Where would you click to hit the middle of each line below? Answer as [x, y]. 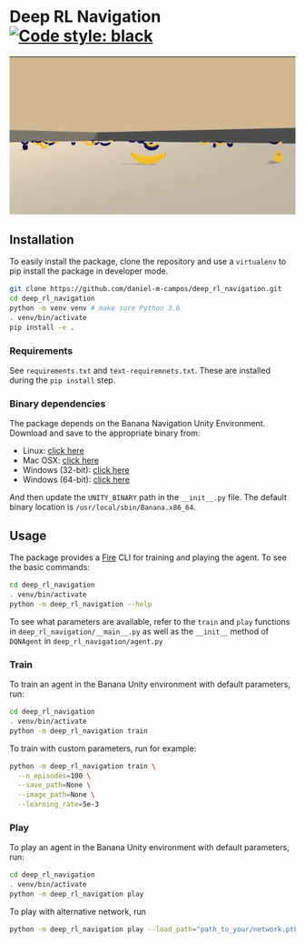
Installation [42, 240]
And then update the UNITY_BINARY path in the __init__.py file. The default [148, 497]
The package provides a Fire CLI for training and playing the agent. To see [148, 557]
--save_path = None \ [54, 785]
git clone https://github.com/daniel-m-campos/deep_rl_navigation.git [146, 289]
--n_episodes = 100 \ [54, 776]
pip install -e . [42, 327]
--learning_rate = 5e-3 [59, 805]
